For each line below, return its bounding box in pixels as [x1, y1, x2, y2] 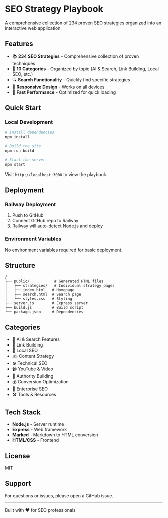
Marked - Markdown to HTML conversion [12, 432, 98, 438]
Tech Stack [5, 408, 41, 416]
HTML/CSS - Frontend [12, 437, 59, 443]
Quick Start [5, 104, 41, 112]
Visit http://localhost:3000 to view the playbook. [5, 171, 108, 177]
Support [5, 479, 31, 488]
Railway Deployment [5, 201, 56, 208]
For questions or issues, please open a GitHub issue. [5, 492, 114, 499]
